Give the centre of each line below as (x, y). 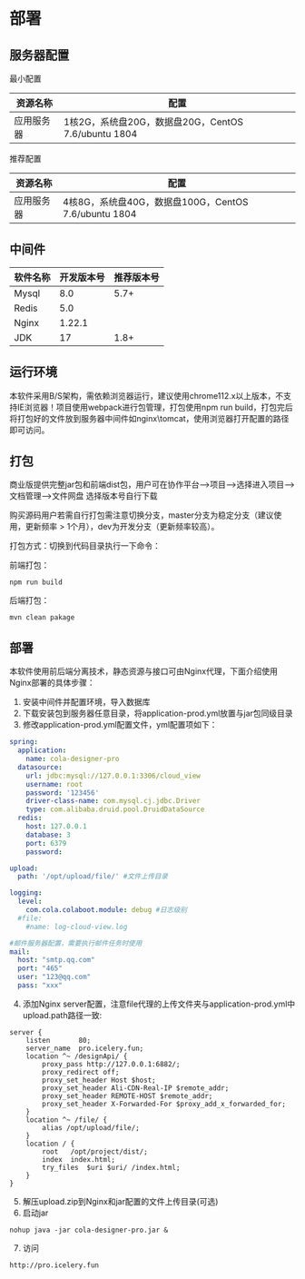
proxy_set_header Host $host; (99, 1080)
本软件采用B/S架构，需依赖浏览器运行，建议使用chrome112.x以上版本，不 (147, 395)
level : (30, 902)
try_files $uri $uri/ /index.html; (111, 1167)
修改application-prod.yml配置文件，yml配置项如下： (120, 725)
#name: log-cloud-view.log (77, 927)
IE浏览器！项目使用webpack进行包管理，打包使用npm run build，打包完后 (155, 407)
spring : (24, 742)
